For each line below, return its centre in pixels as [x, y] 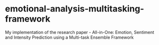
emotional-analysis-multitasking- [75, 9]
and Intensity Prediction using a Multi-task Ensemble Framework [70, 37]
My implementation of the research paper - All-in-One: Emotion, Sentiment [79, 32]
